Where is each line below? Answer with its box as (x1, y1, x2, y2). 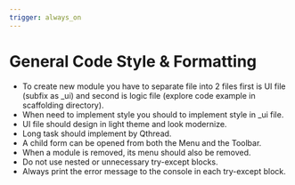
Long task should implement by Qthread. (21, 128, 172, 139)
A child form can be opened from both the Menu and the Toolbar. (21, 137, 262, 148)
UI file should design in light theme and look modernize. (21, 118, 227, 129)
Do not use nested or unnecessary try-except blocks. (21, 157, 218, 167)
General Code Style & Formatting (9, 51, 257, 71)
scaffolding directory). (21, 100, 104, 110)
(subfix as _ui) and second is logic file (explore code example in (21, 90, 256, 101)
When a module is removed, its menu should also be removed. (21, 147, 251, 157)
